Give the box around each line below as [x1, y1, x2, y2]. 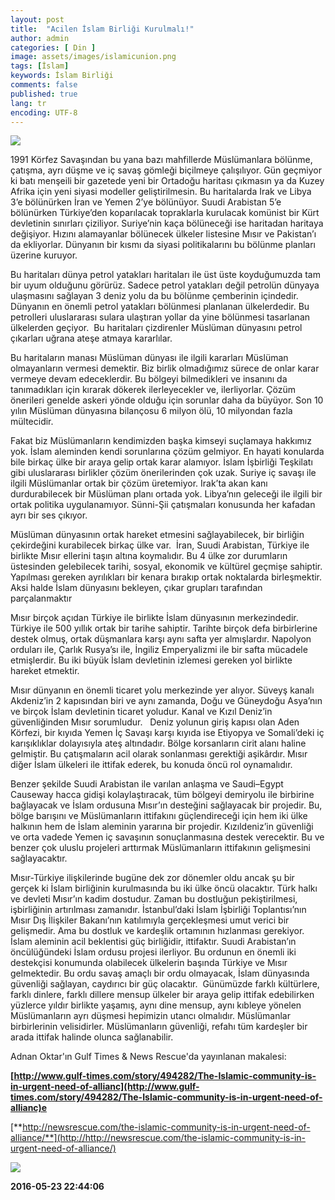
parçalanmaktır [10, 592, 73, 605]
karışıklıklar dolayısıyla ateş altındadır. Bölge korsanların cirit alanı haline [10, 737, 307, 750]
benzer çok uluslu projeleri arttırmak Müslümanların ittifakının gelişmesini [10, 842, 311, 854]
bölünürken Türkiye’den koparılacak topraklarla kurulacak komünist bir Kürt [10, 207, 320, 219]
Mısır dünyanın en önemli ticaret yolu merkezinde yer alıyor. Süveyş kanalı [10, 684, 315, 696]
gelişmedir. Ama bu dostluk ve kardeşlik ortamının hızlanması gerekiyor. [10, 925, 305, 937]
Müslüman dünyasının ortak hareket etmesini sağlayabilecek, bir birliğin [10, 529, 305, 541]
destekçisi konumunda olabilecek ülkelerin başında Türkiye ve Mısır [10, 957, 288, 969]
